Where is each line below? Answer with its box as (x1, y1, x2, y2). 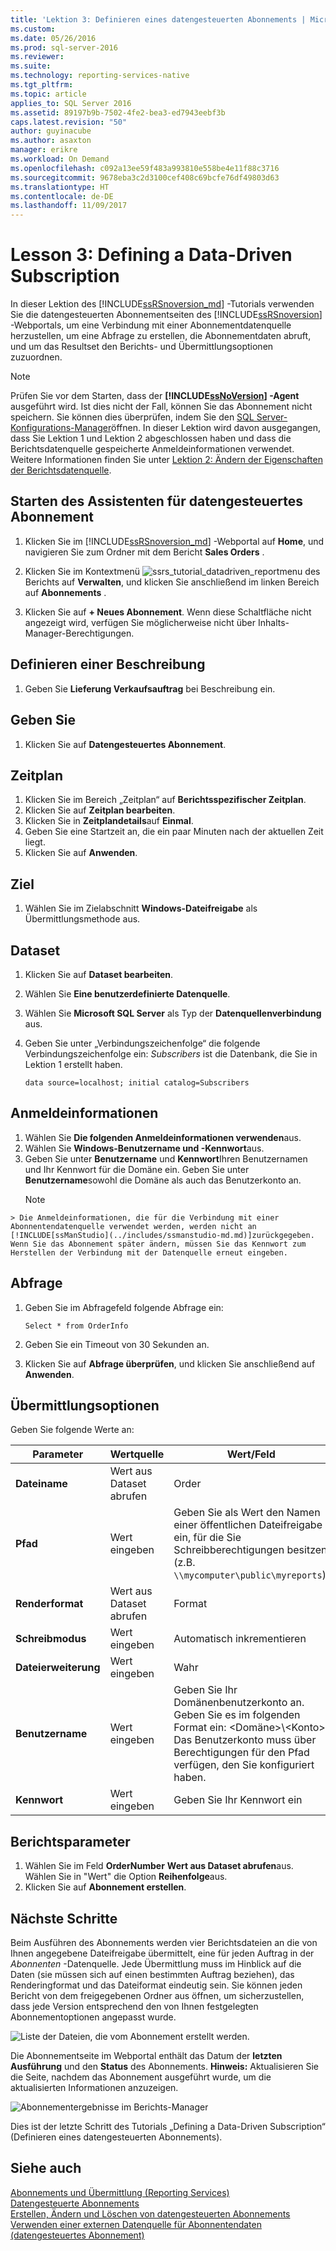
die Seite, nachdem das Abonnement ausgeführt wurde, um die (10, 2071, 272, 2083)
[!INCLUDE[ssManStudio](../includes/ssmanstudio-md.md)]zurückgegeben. (10, 1230, 315, 1240)
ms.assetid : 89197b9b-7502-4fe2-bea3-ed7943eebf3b (10, 107, 226, 118)
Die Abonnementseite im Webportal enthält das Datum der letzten (10, 2050, 283, 2061)
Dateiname (15, 1477, 68, 1491)
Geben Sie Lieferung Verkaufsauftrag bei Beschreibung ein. (24, 682, 276, 695)
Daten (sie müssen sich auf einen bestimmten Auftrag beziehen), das (10, 1969, 295, 1980)
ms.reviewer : (10, 52, 65, 62)
